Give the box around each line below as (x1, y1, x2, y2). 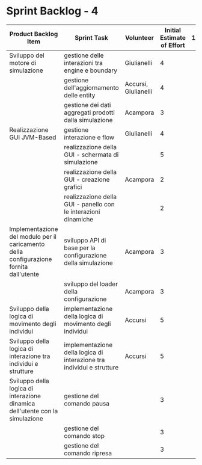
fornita (9, 262, 28, 271)
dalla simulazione (64, 115, 113, 124)
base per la (64, 244, 96, 252)
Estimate (160, 33, 186, 42)
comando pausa (64, 399, 110, 407)
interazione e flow (64, 133, 115, 141)
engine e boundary (64, 66, 118, 75)
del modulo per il (9, 232, 57, 241)
